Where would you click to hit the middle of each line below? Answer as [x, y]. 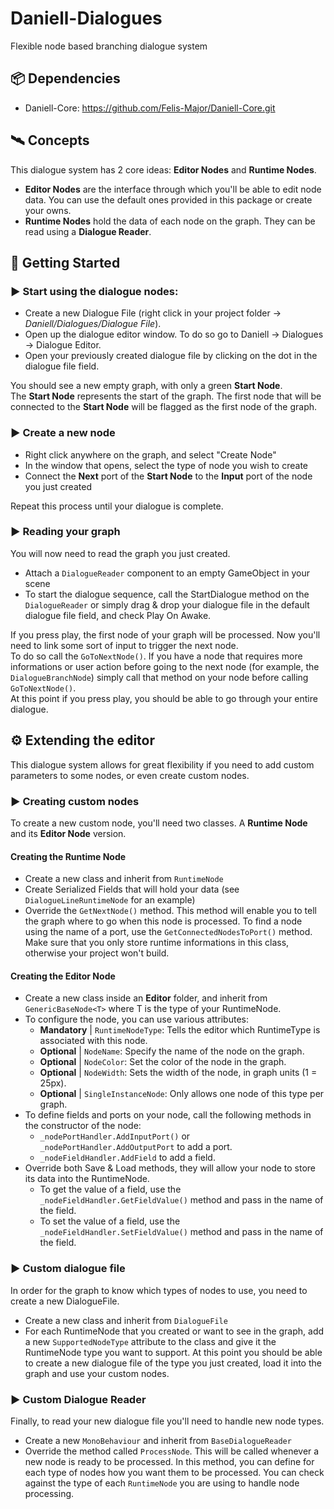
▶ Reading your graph [65, 532]
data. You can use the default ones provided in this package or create [168, 199]
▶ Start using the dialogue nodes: [94, 291]
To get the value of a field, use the [110, 1189]
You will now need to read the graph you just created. [120, 553]
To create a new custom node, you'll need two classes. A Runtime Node [159, 823]
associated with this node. [93, 1041]
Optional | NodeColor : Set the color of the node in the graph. [163, 1062]
